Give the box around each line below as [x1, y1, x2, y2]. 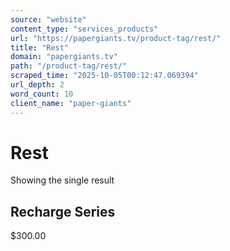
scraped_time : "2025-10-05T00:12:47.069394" [10, 71, 199, 81]
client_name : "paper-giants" [10, 98, 132, 108]
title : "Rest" [10, 42, 70, 53]
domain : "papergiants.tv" [10, 52, 118, 62]
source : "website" [10, 14, 87, 25]
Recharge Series [10, 203, 116, 220]
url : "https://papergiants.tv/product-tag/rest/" [10, 33, 222, 43]
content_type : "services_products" [10, 24, 159, 34]
